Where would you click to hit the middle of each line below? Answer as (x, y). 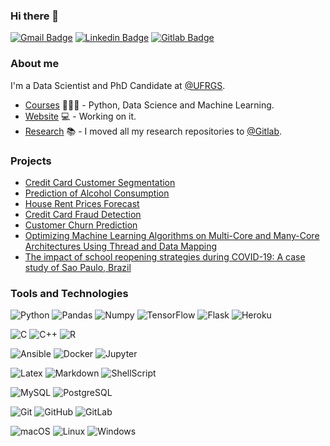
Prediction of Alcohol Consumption (97, 193)
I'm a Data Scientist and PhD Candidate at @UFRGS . (118, 85)
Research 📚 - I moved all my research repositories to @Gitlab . (153, 131)
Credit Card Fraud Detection (83, 214)
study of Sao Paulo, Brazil (78, 267)
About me (35, 64)
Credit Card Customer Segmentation (100, 182)
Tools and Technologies (69, 293)
